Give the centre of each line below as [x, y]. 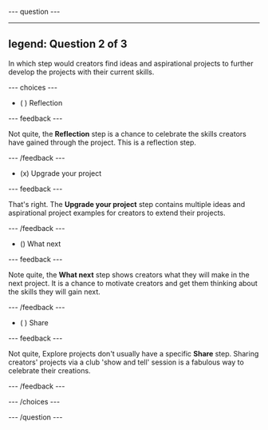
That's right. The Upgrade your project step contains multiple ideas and [127, 204]
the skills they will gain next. [55, 292]
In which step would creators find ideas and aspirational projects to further [131, 63]
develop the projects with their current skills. [81, 72]
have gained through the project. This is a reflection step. [102, 142]
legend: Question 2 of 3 [68, 44]
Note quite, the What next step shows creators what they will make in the [129, 274]
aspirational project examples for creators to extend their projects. [117, 213]
